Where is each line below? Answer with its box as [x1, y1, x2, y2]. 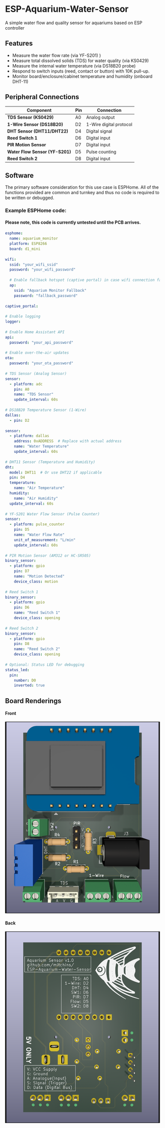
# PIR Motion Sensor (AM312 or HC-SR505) [5, 553, 91, 558]
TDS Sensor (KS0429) [7, 114, 54, 120]
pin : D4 [9, 475, 26, 480]
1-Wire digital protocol [86, 121, 133, 127]
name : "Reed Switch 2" [14, 647, 60, 651]
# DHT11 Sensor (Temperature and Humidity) [5, 459, 96, 464]
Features [5, 39, 33, 48]
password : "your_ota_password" [9, 361, 74, 366]
